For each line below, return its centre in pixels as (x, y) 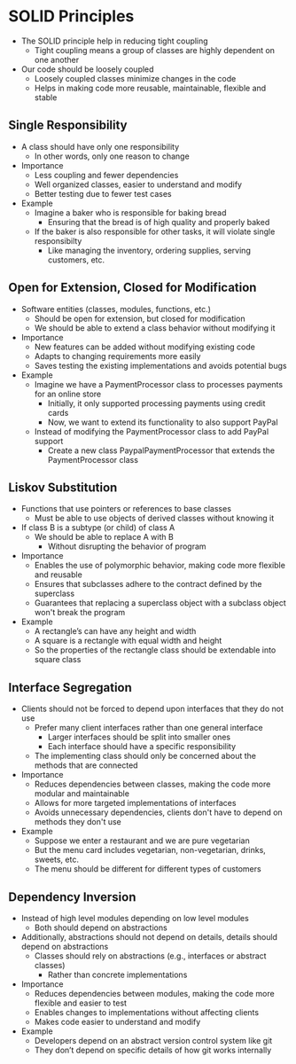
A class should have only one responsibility (100, 146)
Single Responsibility (68, 125)
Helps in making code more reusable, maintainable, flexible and (150, 88)
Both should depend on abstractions (101, 927)
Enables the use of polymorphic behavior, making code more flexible (160, 566)
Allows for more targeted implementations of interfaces (135, 803)
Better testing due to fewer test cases (103, 193)
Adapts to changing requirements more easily (117, 356)
